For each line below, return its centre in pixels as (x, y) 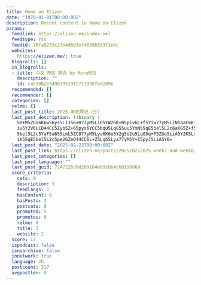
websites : (24, 51)
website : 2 (31, 234)
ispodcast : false (33, 245)
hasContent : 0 (34, 195)
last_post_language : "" (41, 162)
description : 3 (36, 184)
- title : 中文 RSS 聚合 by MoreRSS (54, 73)
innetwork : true (32, 256)
